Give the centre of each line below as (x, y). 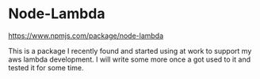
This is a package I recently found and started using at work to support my (130, 51)
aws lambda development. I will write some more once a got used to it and (130, 59)
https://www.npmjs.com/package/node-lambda (86, 36)
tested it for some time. (46, 67)
